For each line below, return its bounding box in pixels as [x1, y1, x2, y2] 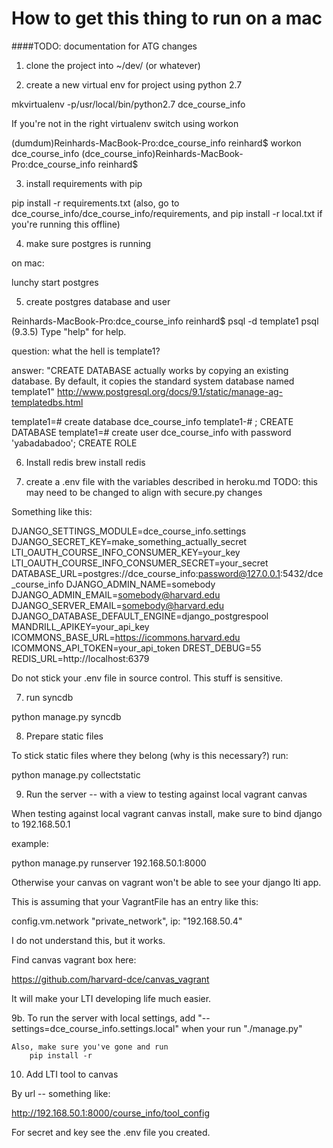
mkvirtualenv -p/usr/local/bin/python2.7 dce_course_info [11, 98, 246, 110]
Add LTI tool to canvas [25, 1068, 119, 1080]
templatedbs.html [11, 396, 84, 408]
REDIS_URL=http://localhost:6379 [11, 652, 150, 664]
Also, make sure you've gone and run [11, 1042, 169, 1052]
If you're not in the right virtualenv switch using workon [11, 117, 239, 129]
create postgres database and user [25, 295, 171, 307]
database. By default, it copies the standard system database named [11, 375, 295, 387]
